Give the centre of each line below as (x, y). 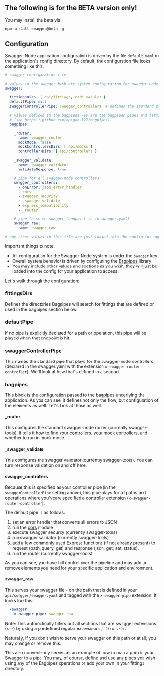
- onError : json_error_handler (50, 187)
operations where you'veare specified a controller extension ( (67, 498)
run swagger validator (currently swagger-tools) (61, 537)
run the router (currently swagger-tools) (52, 553)
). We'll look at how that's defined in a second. (73, 371)
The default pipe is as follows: (35, 512)
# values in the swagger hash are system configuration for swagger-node (82, 84)
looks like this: (20, 600)
